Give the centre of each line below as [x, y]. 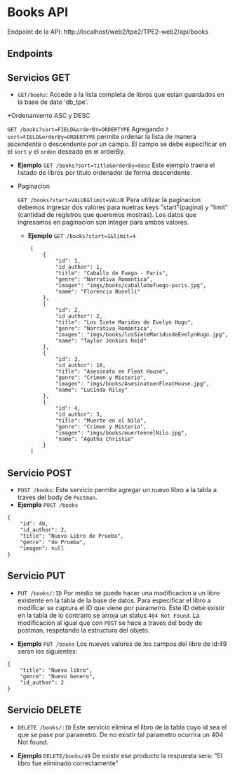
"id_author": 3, [79, 415]
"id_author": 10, [81, 366]
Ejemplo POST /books [48, 504]
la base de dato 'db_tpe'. [53, 102]
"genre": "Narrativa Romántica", [104, 329]
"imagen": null [42, 548]
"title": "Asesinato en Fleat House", [112, 372]
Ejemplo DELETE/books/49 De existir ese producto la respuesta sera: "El [120, 755]
